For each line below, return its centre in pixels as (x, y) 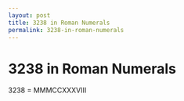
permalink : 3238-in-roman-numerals (66, 30)
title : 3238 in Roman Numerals (59, 23)
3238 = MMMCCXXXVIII (47, 90)
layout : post (29, 15)
